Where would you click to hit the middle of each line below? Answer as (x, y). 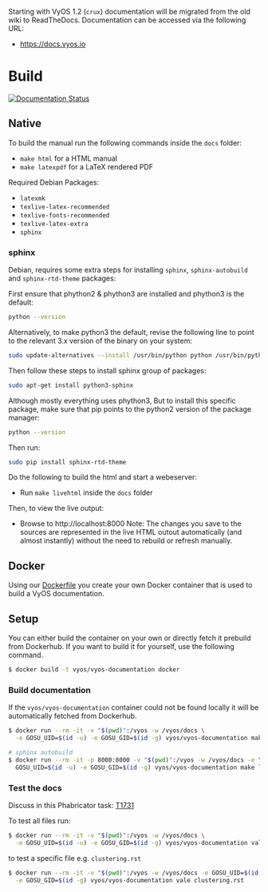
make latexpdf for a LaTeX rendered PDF (87, 166)
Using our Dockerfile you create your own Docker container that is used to (130, 585)
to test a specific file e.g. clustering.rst (75, 858)
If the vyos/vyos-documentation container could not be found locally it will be (134, 707)
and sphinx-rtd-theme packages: (62, 278)
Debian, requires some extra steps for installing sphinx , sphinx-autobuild (128, 270)
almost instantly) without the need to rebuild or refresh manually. (126, 541)
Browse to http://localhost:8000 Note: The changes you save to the (130, 524)
